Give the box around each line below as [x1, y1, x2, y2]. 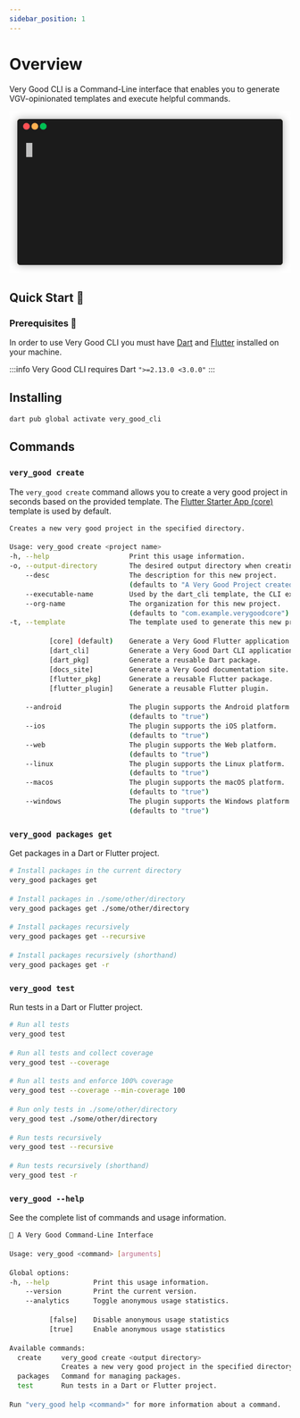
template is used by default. [9, 505, 112, 516]
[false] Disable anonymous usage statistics [48, 1315, 229, 1325]
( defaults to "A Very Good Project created [129, 580, 294, 589]
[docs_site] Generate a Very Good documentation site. [48, 665, 290, 674]
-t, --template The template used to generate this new [9, 618, 281, 627]
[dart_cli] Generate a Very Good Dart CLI [48, 646, 246, 655]
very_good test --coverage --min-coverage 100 [9, 1086, 186, 1096]
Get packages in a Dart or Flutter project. [9, 848, 160, 859]
